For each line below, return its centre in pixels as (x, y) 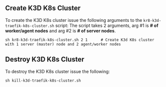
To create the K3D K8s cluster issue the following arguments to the (74, 20)
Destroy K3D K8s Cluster (45, 59)
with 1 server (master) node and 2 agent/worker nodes (63, 44)
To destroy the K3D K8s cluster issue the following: (58, 71)
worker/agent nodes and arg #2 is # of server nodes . (60, 31)
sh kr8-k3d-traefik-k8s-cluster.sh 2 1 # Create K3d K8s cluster (80, 40)
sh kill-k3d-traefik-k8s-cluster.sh (43, 81)
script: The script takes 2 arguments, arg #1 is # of (107, 25)
